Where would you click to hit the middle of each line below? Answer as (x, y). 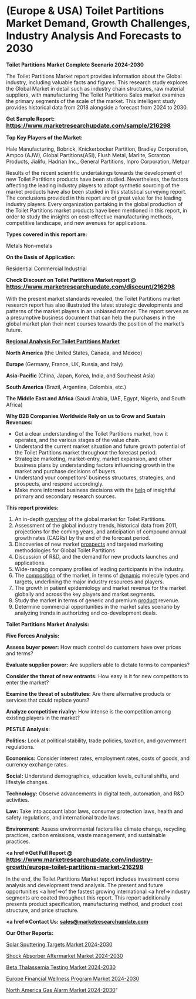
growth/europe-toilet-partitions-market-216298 (75, 867)
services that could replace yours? (48, 700)
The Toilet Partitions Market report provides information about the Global (94, 76)
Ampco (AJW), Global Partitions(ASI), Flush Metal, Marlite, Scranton (88, 155)
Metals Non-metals (29, 245)
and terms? (20, 653)
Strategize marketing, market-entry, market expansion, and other (93, 459)
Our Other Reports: (30, 933)
